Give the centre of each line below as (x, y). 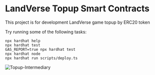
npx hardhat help (23, 41)
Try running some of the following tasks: (46, 32)
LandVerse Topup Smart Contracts (77, 9)
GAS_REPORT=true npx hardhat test (40, 49)
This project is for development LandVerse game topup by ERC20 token (78, 22)
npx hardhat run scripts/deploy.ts (41, 58)
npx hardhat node (23, 54)
